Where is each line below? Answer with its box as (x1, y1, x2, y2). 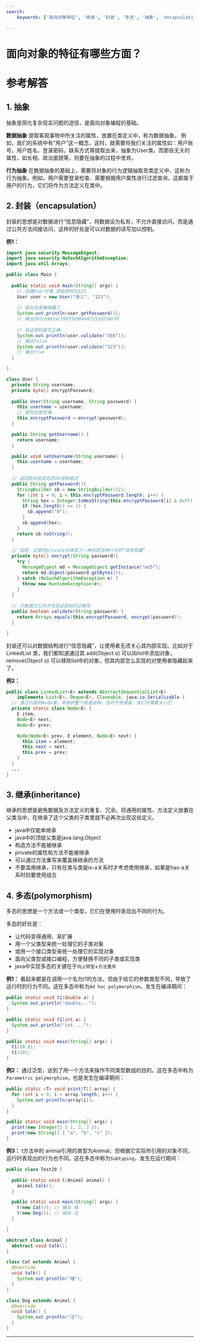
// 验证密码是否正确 (17, 327, 61, 333)
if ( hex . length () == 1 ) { (21, 503, 86, 509)
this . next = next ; (21, 744, 68, 750)
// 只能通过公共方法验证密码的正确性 (11, 603, 91, 609)
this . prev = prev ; (21, 750, 68, 756)
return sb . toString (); (17, 531, 73, 537)
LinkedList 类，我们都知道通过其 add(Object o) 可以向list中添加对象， (6, 649, 176, 657)
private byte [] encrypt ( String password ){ (11, 553, 118, 559)
